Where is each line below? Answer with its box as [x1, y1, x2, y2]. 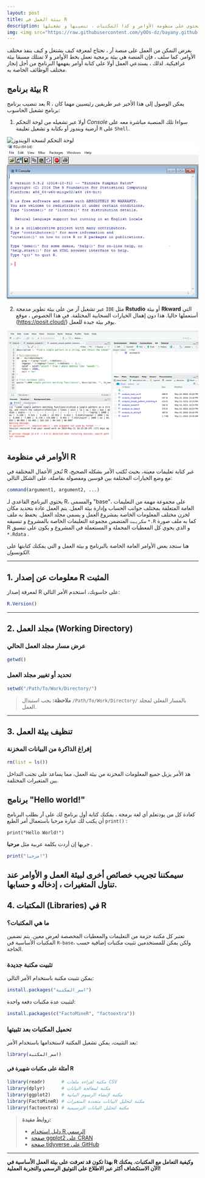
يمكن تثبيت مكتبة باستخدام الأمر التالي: [7, 974, 94, 982]
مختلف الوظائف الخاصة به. [7, 66, 68, 73]
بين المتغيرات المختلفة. [7, 777, 59, 784]
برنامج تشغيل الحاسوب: [7, 107, 60, 114]
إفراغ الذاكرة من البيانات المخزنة [7, 745, 92, 753]
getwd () [7, 656, 27, 662]
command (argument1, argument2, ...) [7, 487, 100, 493]
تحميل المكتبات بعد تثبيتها [7, 1025, 72, 1034]
